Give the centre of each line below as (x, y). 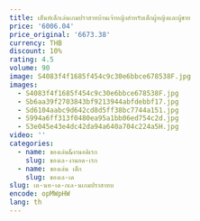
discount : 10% (36, 51)
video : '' (28, 135)
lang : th (26, 203)
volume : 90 (30, 69)
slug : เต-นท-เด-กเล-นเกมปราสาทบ (62, 186)
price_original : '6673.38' (60, 34)
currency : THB (36, 43)
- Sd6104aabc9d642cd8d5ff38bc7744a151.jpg (98, 110)
